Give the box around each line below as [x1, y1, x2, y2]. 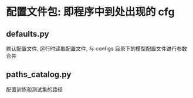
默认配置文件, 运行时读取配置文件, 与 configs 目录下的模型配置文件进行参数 [6, 45, 188, 52]
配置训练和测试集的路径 [6, 86, 63, 93]
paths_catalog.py [6, 69, 72, 79]
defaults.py [6, 29, 49, 38]
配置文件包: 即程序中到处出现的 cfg [6, 5, 175, 19]
